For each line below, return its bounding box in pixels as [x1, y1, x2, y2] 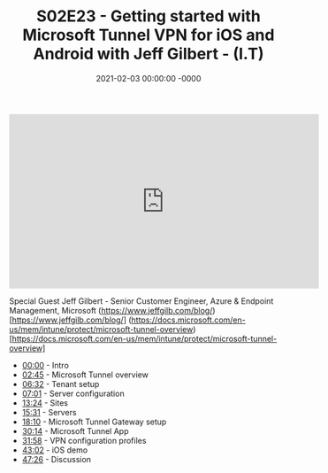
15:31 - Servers [21, 407, 77, 417]
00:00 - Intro [21, 360, 69, 370]
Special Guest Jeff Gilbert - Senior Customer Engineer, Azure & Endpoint [9, 295, 274, 306]
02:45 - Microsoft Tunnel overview [21, 369, 149, 380]
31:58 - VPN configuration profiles [21, 435, 147, 446]
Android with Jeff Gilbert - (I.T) [33, 44, 264, 64]
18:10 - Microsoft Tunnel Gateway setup [21, 416, 167, 427]
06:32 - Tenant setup [21, 378, 100, 389]
